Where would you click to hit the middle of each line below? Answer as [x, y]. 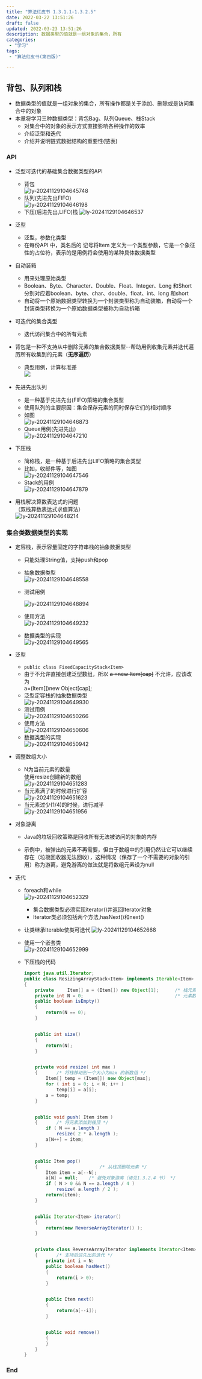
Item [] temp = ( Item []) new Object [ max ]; [98, 1079]
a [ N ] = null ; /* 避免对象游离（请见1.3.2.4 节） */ [111, 1178]
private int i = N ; [70, 1261]
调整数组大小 [31, 757]
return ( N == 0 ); [66, 1013]
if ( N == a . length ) [73, 1128]
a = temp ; [58, 1095]
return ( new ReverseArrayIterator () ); [94, 1228]
